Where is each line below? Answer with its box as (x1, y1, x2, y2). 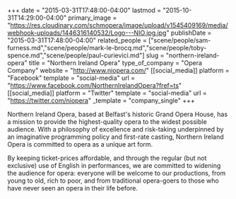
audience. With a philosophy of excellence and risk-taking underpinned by (7, 125, 224, 133)
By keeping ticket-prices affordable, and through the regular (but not (7, 154, 207, 162)
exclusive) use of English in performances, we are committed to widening (7, 161, 221, 169)
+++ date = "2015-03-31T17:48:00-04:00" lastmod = (7, 6, 162, 14)
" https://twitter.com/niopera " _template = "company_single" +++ (7, 96, 196, 105)
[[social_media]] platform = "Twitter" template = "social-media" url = (7, 89, 207, 97)
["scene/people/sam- (148, 36, 211, 45)
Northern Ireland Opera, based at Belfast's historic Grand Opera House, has (7, 110, 228, 118)
